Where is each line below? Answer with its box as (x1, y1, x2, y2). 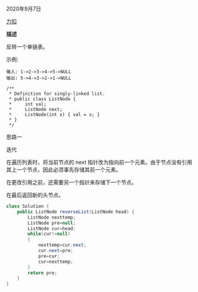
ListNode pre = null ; (27, 220, 76, 226)
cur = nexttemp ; (38, 259, 73, 265)
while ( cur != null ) (27, 231, 70, 237)
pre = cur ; (38, 253, 60, 259)
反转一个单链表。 (6, 44, 48, 50)
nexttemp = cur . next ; (38, 242, 86, 248)
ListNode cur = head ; (27, 225, 76, 231)
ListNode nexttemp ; (27, 214, 76, 220)
